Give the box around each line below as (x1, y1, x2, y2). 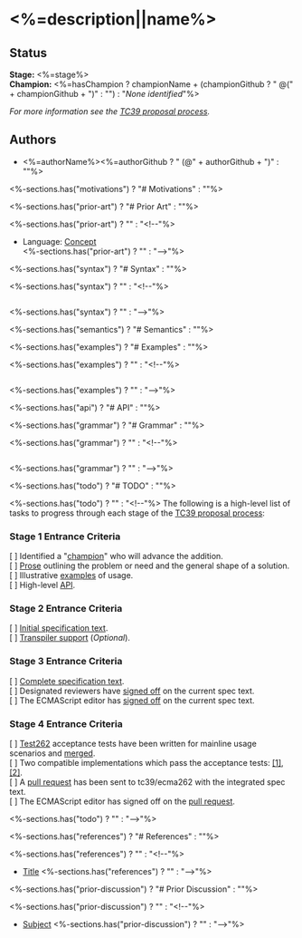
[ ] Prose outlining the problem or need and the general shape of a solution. (9, 560, 290, 571)
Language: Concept (22, 236, 97, 247)
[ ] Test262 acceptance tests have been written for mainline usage (9, 739, 258, 749)
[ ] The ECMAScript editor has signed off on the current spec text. (9, 694, 255, 706)
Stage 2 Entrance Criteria (9, 603, 123, 615)
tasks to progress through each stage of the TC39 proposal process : (9, 508, 265, 518)
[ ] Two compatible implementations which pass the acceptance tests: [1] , (9, 758, 284, 768)
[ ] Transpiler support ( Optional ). (9, 633, 131, 643)
